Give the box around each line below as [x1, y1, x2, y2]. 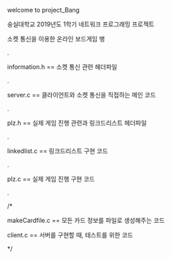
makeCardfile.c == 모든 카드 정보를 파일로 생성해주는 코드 [7, 217, 165, 224]
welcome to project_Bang [7, 6, 80, 14]
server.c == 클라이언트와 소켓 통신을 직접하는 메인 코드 [7, 91, 157, 99]
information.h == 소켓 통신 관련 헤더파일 [7, 63, 117, 71]
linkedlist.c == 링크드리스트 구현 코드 [7, 147, 108, 155]
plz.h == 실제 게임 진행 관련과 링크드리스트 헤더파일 [7, 119, 147, 127]
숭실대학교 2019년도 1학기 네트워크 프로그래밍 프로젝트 [7, 20, 155, 28]
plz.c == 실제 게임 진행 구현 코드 [7, 175, 95, 183]
